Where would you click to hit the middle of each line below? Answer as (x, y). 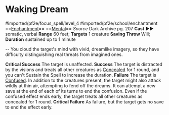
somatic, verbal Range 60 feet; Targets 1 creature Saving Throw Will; (78, 34)
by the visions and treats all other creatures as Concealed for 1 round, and (82, 70)
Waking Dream (37, 9)
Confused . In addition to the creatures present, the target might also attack (83, 80)
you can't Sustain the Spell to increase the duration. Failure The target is (81, 75)
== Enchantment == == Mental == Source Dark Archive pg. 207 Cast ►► (79, 28)
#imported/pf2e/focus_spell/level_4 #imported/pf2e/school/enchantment (81, 23)
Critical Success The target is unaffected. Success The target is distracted (84, 64)
